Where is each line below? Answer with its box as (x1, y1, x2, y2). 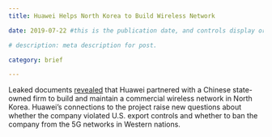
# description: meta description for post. (8, 41, 158, 49)
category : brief (8, 56, 63, 64)
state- (232, 85, 253, 95)
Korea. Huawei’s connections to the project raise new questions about (8, 102, 242, 112)
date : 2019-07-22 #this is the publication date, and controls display (8, 26, 255, 35)
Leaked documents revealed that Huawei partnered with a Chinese (8, 85, 232, 95)
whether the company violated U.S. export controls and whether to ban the (8, 111, 258, 121)
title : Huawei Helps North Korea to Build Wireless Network (8, 11, 216, 20)
